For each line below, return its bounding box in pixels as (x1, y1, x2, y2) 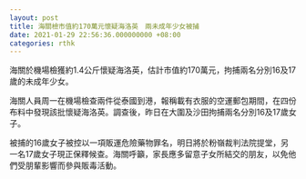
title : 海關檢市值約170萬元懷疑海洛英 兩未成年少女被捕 (9, 22, 200, 31)
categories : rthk (9, 38, 76, 48)
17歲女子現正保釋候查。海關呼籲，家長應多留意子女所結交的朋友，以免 (25, 149, 289, 160)
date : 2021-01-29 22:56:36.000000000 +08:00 (9, 30, 181, 39)
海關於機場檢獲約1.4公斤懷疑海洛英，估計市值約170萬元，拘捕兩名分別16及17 (9, 65, 296, 75)
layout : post (9, 13, 59, 23)
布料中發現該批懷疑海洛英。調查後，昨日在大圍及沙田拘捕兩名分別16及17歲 (9, 106, 289, 118)
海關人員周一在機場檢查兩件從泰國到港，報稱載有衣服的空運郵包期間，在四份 (9, 95, 297, 106)
